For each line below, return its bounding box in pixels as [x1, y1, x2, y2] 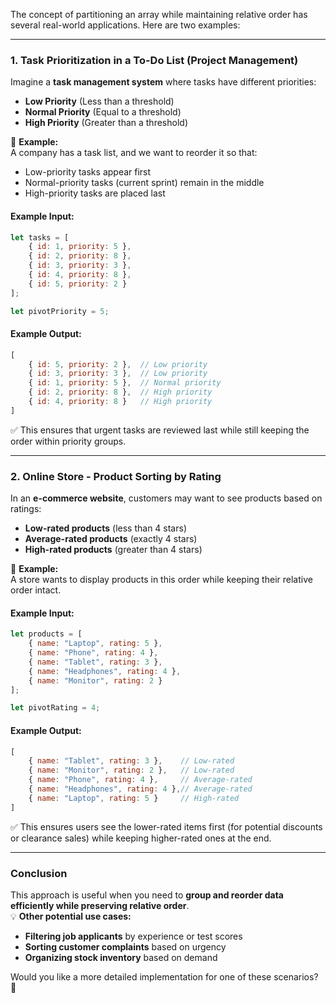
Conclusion [10, 866, 68, 880]
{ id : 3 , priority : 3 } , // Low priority [28, 369, 208, 379]
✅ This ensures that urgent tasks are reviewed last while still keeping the [10, 424, 310, 436]
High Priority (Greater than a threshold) [24, 117, 188, 129]
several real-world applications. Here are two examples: [10, 19, 241, 31]
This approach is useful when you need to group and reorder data [10, 889, 284, 901]
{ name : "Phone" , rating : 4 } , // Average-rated [28, 775, 253, 785]
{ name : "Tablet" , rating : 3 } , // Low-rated [28, 756, 235, 766]
